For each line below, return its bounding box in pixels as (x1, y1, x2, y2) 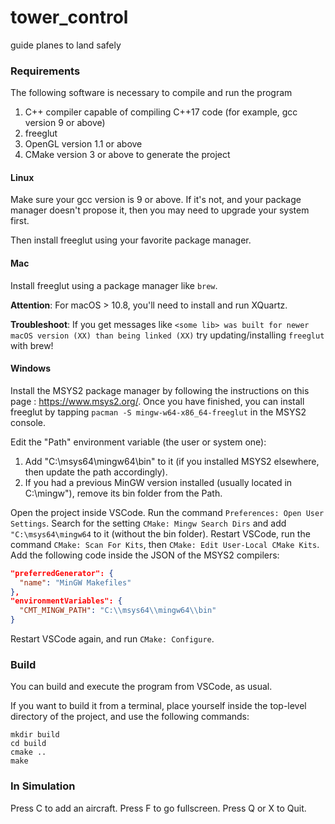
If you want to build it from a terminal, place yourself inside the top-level (10, 700, 307, 712)
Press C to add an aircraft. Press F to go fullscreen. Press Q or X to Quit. (10, 802, 307, 814)
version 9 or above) (24, 117, 106, 129)
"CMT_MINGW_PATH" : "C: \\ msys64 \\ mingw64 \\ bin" (19, 606, 217, 616)
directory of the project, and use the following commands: (10, 711, 250, 723)
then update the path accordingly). (24, 466, 168, 478)
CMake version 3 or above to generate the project (24, 149, 231, 161)
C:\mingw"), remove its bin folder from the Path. (24, 487, 223, 499)
